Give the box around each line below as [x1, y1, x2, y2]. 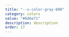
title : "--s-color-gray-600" [5, 7, 65, 12]
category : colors [5, 12, 41, 16]
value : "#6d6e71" [5, 16, 41, 21]
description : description [5, 20, 58, 25]
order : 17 [5, 25, 25, 30]
